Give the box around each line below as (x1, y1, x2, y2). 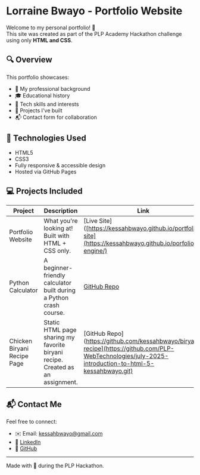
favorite (43, 341, 65, 349)
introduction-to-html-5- (83, 360, 155, 368)
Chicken (9, 337, 33, 345)
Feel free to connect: (6, 418, 58, 425)
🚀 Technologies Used (6, 133, 86, 143)
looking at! (43, 224, 73, 232)
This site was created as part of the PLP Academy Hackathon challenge (6, 30, 182, 37)
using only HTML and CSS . (6, 36, 73, 44)
